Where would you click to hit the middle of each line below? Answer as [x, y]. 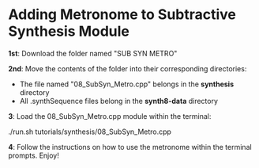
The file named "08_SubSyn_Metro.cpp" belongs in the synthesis [127, 84]
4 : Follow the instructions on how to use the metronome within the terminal [130, 147]
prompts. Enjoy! [34, 155]
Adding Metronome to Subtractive [122, 15]
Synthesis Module [69, 31]
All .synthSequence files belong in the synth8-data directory [119, 101]
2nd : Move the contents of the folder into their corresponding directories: [128, 68]
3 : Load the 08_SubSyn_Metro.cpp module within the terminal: [110, 116]
